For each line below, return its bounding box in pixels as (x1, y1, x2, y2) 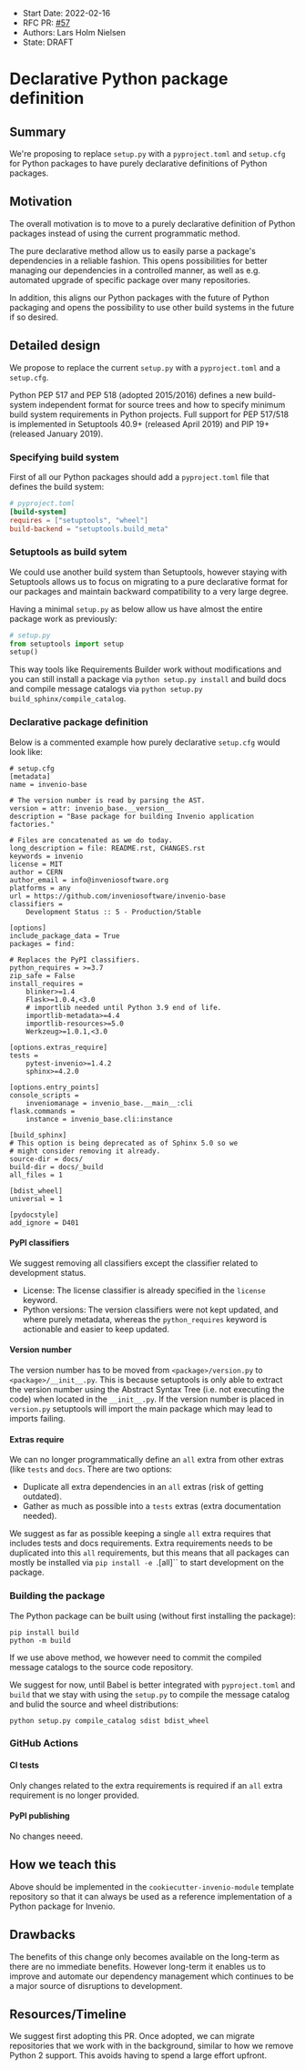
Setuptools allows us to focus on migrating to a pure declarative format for (9, 576, 289, 586)
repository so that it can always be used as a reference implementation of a (9, 1891, 293, 1902)
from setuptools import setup (9, 639, 125, 648)
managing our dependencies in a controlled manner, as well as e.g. (9, 264, 261, 276)
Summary (9, 124, 66, 139)
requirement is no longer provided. (9, 1790, 139, 1800)
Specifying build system (9, 451, 120, 464)
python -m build (9, 1636, 71, 1645)
